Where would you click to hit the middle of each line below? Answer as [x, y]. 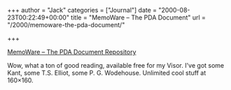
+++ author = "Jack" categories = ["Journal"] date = [82, 10]
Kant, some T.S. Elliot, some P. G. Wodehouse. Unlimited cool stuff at [107, 73]
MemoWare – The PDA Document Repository [72, 52]
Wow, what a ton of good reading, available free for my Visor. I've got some [116, 65]
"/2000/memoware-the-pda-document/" [66, 25]
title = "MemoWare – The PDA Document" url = [139, 17]
